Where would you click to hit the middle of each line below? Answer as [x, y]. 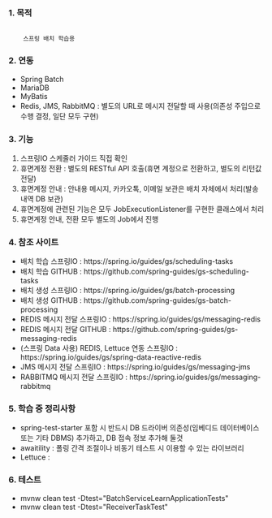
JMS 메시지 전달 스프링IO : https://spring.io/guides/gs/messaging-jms [135, 367]
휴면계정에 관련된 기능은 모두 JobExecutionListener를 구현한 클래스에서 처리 [142, 209]
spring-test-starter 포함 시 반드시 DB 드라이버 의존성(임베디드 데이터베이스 [140, 428]
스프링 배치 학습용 [49, 39]
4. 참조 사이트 [34, 242]
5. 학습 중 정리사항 [42, 409]
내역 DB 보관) [41, 199]
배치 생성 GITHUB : [51, 300]
